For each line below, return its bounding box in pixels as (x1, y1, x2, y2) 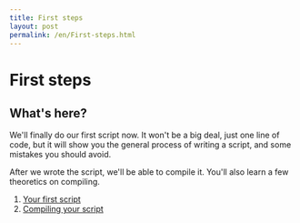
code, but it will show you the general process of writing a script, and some (9, 139, 292, 150)
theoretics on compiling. (9, 177, 100, 188)
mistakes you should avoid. (9, 149, 112, 160)
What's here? (9, 106, 88, 121)
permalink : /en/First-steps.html (9, 30, 136, 39)
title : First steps (9, 13, 84, 23)
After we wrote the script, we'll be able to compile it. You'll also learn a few (9, 167, 289, 177)
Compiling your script (22, 204, 105, 215)
